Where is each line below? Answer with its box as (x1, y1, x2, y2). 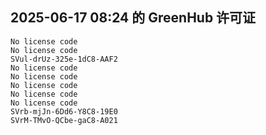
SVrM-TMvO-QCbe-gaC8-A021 (10, 115, 118, 125)
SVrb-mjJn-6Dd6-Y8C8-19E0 (10, 106, 118, 117)
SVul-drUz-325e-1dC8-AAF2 (10, 54, 118, 64)
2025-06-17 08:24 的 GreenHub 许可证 (10, 9, 257, 27)
